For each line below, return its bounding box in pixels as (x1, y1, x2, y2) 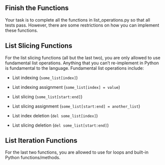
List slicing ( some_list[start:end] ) (12, 93, 83, 100)
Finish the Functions (5, 4, 69, 12)
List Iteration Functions (5, 137, 78, 145)
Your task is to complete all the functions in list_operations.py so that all (5, 17, 150, 23)
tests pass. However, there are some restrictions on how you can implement (5, 22, 159, 28)
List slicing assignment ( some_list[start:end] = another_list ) (12, 103, 140, 109)
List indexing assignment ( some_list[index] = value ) (12, 84, 121, 90)
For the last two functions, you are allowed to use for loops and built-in (5, 149, 149, 155)
